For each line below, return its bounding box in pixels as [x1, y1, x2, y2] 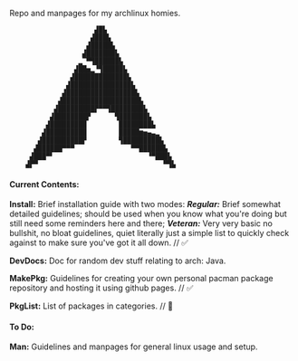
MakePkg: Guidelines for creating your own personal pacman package [9, 273, 274, 284]
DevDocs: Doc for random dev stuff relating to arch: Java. [9, 255, 226, 266]
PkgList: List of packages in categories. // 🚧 [9, 300, 174, 311]
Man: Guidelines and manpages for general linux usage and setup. [9, 341, 258, 352]
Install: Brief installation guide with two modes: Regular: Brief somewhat [9, 199, 281, 210]
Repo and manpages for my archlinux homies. [9, 8, 181, 18]
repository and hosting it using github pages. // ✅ [9, 282, 194, 293]
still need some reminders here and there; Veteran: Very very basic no [9, 218, 274, 229]
